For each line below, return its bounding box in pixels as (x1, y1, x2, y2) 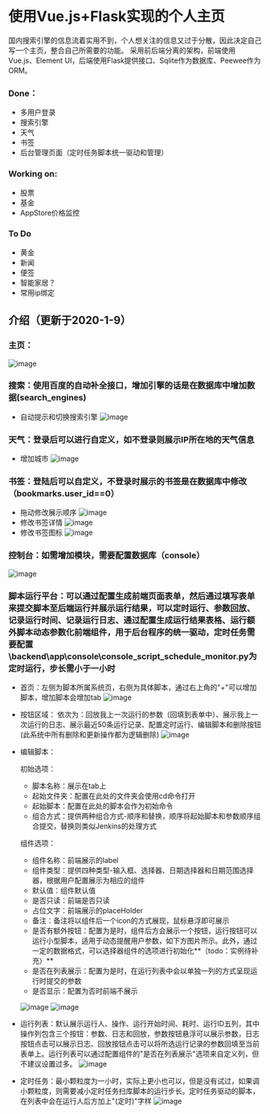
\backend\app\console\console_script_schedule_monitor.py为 (8, 651, 257, 662)
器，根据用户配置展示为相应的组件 (31, 876, 145, 885)
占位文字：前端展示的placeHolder (31, 906, 143, 915)
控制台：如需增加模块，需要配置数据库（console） (8, 550, 205, 561)
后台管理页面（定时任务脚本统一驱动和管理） (19, 148, 169, 158)
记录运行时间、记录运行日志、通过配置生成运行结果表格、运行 (8, 615, 247, 626)
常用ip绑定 (19, 287, 55, 298)
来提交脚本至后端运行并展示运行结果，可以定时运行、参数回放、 (8, 602, 256, 614)
